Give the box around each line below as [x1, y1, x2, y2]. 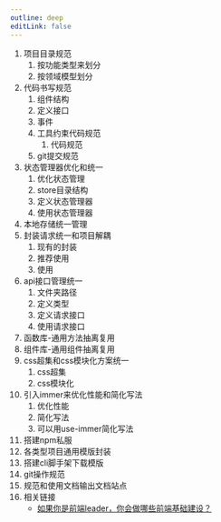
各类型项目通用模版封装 [23, 446, 111, 457]
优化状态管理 [36, 173, 85, 184]
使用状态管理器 [36, 206, 93, 218]
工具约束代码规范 [36, 127, 101, 138]
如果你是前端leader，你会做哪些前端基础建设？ [36, 502, 212, 514]
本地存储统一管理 [23, 218, 88, 229]
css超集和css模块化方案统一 [23, 355, 130, 366]
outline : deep [10, 13, 64, 23]
